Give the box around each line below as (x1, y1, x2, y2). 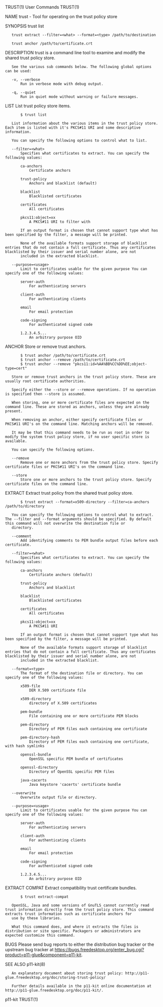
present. (5, 409, 23, 413)
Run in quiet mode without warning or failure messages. (20, 94, 139, 99)
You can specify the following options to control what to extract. (11, 512, 154, 517)
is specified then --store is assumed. (5, 391, 86, 396)
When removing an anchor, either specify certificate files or (11, 417, 143, 422)
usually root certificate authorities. (5, 379, 86, 384)
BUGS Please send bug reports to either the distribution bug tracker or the (5, 941, 155, 947)
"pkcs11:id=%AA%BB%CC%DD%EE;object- (72, 362, 147, 366)
